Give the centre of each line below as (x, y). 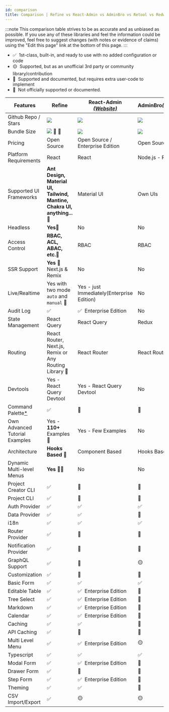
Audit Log (19, 311)
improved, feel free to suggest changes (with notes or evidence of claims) (82, 40)
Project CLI (21, 498)
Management (23, 325)
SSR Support (23, 269)
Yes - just (89, 287)
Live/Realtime (24, 293)
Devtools (18, 389)
